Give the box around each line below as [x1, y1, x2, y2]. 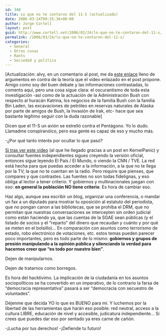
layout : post [5, 26, 32, 31]
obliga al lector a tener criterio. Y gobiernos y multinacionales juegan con [5, 179, 154, 185]
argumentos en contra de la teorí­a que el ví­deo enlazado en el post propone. [5, 77, 161, 83]
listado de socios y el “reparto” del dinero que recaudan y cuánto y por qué [5, 220, 159, 226]
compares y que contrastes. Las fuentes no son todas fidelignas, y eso [5, 173, 150, 179]
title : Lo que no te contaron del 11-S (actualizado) [5, 12, 119, 17]
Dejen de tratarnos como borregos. [5, 265, 77, 271]
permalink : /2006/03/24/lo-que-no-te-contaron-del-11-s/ [5, 35, 125, 40]
